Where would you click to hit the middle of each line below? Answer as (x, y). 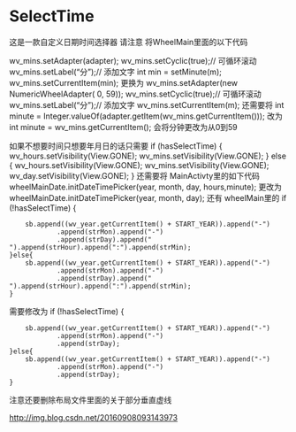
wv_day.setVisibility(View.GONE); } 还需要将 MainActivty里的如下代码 (135, 175)
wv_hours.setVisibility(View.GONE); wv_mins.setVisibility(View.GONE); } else (148, 156)
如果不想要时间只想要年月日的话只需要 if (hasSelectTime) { (116, 146)
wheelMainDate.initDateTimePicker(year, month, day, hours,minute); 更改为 (146, 187)
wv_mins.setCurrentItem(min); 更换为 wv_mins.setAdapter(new (124, 82)
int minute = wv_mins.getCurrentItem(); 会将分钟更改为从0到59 (123, 127)
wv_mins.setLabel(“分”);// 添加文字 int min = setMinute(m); (116, 72)
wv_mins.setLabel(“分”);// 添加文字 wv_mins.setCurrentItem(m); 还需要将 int (147, 104)
